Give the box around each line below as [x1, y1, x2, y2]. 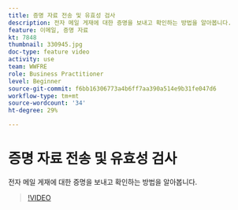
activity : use [8, 56, 55, 64]
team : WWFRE [8, 63, 47, 71]
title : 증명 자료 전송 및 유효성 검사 [8, 11, 116, 20]
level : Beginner [8, 77, 61, 85]
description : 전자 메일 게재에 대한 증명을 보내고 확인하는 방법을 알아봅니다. [8, 19, 232, 27]
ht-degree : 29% [8, 107, 58, 115]
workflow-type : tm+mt [8, 92, 80, 100]
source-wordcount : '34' [8, 99, 87, 107]
